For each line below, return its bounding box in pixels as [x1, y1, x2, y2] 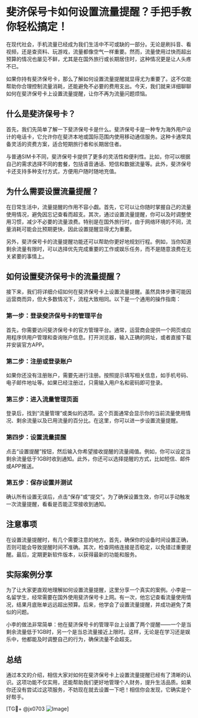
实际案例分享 [6, 570, 53, 580]
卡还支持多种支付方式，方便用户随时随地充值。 [6, 167, 119, 174]
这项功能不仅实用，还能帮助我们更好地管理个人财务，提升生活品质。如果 [16, 679, 192, 686]
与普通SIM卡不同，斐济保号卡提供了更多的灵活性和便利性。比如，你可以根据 [6, 153, 191, 160]
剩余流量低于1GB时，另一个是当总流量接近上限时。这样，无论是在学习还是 [6, 628, 186, 636]
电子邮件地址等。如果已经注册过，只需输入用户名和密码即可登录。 [6, 379, 166, 386]
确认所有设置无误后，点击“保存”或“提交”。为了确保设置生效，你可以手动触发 [6, 493, 190, 500]
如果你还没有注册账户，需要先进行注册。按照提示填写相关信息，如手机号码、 [6, 372, 192, 379]
